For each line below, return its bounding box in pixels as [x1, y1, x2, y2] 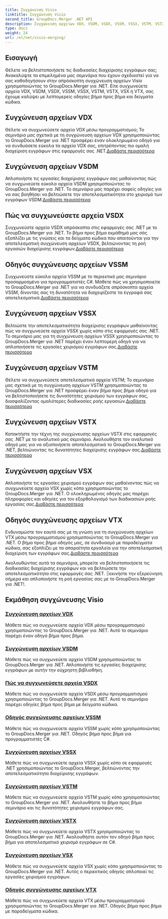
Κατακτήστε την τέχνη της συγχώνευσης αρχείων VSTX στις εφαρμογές [5, 431, 157, 437]
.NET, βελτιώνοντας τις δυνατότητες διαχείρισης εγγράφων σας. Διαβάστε [5, 447, 161, 453]
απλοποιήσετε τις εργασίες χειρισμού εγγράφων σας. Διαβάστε [5, 343, 137, 350]
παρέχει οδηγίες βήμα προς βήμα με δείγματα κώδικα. [5, 702, 118, 708]
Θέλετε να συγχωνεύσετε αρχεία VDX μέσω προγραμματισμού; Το [5, 126, 144, 132]
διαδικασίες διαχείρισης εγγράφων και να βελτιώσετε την [5, 565, 126, 571]
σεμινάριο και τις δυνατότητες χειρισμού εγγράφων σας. [5, 805, 124, 811]
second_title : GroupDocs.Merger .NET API [5, 16, 93, 21]
